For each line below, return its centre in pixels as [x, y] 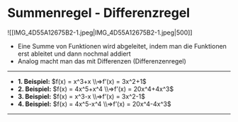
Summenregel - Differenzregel [98, 13]
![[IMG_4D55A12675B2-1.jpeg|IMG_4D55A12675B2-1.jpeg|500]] [100, 32]
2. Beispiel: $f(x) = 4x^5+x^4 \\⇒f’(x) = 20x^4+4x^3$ [96, 89]
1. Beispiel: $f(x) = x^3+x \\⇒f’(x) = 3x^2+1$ [82, 81]
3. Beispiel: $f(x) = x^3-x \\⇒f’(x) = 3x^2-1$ [81, 96]
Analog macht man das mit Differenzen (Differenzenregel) [102, 61]
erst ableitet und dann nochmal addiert [74, 54]
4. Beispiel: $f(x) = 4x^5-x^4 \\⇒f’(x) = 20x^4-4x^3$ [94, 104]
